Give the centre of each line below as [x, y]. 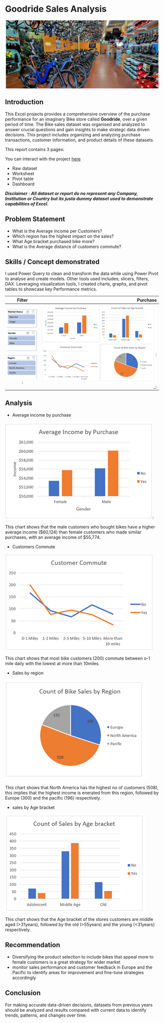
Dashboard [23, 184]
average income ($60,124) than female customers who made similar [73, 532]
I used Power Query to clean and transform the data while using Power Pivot [82, 274]
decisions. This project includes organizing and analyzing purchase [73, 134]
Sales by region [28, 673]
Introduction [24, 102]
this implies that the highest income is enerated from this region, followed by [82, 793]
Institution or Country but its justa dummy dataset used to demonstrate [79, 199]
